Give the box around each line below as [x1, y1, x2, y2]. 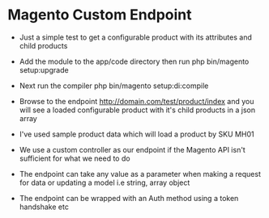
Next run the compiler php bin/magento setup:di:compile [19, 81, 209, 90]
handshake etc [19, 202, 70, 212]
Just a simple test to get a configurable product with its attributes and [19, 32, 253, 42]
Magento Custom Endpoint [7, 6, 192, 24]
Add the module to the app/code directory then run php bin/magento [19, 57, 250, 66]
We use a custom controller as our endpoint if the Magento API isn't [19, 145, 246, 154]
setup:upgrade [19, 65, 70, 74]
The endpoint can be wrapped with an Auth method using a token [19, 193, 239, 203]
